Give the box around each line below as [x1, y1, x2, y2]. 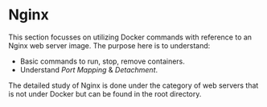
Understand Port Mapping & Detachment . [19, 64, 158, 74]
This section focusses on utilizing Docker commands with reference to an [8, 32, 252, 42]
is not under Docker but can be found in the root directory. [8, 88, 202, 98]
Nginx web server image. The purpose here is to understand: [8, 40, 211, 50]
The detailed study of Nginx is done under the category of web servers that [8, 80, 259, 90]
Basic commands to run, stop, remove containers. [19, 56, 185, 66]
